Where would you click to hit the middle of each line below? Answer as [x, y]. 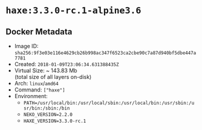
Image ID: [26, 46]
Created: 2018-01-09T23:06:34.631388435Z [67, 64]
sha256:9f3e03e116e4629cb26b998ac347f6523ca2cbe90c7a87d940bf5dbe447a [105, 53]
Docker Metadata [39, 32]
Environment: [31, 96]
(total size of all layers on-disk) [53, 77]
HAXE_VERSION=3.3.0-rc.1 [55, 121]
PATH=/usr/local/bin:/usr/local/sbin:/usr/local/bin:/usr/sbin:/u [109, 103]
